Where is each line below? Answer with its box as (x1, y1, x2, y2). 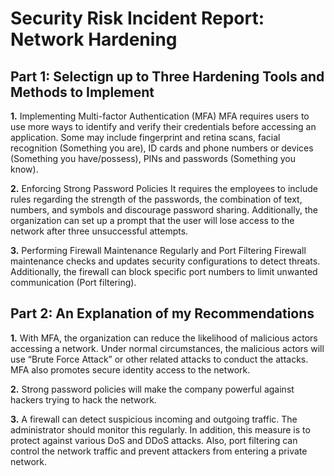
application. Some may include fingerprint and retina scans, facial (10, 132, 281, 143)
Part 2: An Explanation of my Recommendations (10, 305, 315, 322)
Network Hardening (10, 28, 178, 51)
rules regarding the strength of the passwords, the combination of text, (10, 193, 303, 205)
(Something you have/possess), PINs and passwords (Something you (10, 153, 296, 164)
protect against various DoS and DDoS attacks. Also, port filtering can (10, 434, 298, 446)
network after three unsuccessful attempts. (10, 225, 189, 237)
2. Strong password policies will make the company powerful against (10, 383, 295, 395)
